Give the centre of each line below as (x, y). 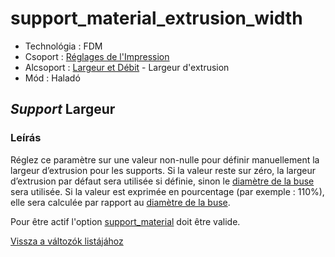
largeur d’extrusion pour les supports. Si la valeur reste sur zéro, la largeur (163, 170)
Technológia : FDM (63, 46)
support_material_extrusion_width (156, 18)
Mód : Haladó (52, 78)
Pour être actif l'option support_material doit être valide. (125, 221)
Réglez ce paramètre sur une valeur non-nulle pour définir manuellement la (165, 159)
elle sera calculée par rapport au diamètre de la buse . (120, 202)
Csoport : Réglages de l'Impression (97, 56)
